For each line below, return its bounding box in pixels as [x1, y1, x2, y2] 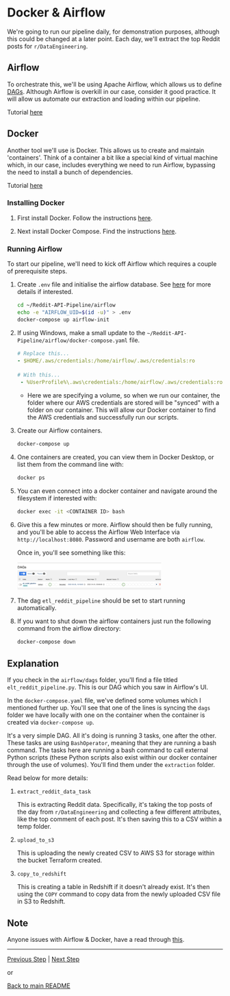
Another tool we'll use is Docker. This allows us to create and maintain [7, 146, 205, 154]
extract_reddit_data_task [16, 788, 91, 796]
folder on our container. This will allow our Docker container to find [27, 406, 216, 414]
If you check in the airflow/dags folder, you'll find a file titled [7, 676, 178, 684]
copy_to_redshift [16, 871, 67, 878]
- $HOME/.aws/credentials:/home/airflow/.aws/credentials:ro [16, 357, 196, 364]
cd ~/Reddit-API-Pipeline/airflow [16, 302, 116, 309]
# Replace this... [16, 350, 70, 357]
